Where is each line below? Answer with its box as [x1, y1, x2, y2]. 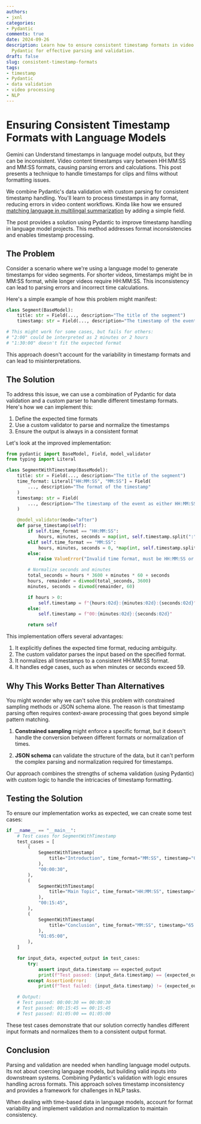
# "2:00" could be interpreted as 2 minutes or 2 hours [6, 335, 148, 340]
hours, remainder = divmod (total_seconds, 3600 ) [28, 578, 151, 584]
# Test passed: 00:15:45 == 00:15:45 [17, 1005, 111, 1011]
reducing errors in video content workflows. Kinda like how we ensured [6, 200, 182, 207]
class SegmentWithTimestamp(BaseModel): [6, 467, 109, 474]
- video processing [6, 87, 55, 93]
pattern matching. [6, 716, 50, 723]
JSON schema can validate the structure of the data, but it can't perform [14, 752, 194, 759]
